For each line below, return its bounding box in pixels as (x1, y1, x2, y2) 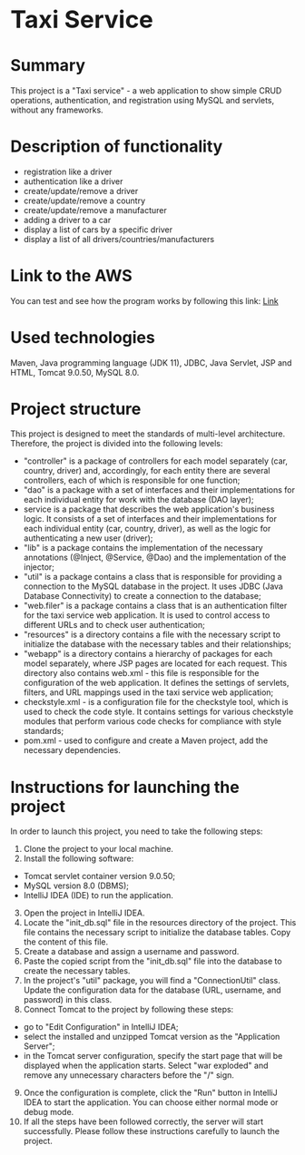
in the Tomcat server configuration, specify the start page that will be (23, 1051, 283, 1062)
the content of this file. (23, 936, 109, 947)
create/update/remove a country (23, 195, 146, 206)
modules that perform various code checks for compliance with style (23, 716, 282, 727)
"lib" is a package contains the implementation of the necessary (23, 543, 263, 553)
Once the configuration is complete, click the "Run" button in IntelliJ (23, 1087, 278, 1099)
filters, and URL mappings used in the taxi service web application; (23, 687, 274, 698)
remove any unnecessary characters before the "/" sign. (23, 1070, 235, 1081)
